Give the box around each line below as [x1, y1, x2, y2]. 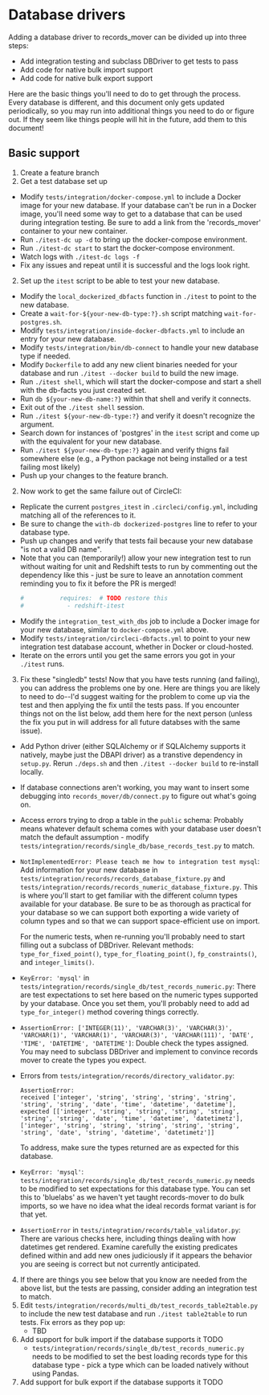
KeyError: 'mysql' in [19, 972, 90, 982]
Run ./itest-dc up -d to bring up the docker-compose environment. [19, 235, 247, 244]
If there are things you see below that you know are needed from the [19, 1274, 247, 1284]
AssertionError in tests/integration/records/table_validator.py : [19, 1225, 241, 1234]
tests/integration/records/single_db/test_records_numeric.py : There [19, 981, 256, 991]
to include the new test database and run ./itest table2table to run [19, 1308, 247, 1319]
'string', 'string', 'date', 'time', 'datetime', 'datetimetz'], [19, 1115, 243, 1123]
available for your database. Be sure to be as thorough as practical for [19, 898, 251, 909]
